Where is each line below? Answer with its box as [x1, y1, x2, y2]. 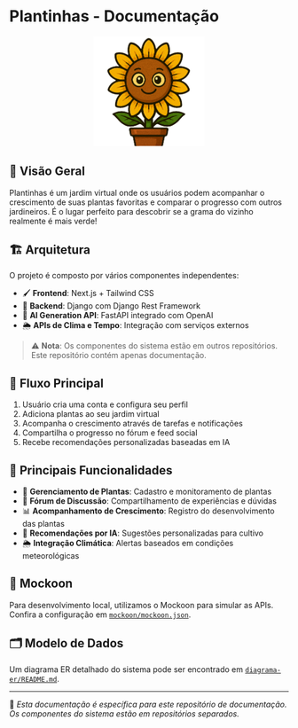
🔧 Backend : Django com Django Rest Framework [21, 301, 201, 311]
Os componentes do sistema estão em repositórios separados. [9, 708, 239, 719]
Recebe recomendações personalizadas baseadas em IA [21, 437, 231, 448]
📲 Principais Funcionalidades [9, 463, 173, 478]
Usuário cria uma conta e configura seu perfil [21, 399, 189, 410]
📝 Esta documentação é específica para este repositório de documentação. [9, 699, 287, 709]
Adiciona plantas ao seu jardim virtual [21, 409, 160, 419]
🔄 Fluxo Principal [9, 375, 104, 391]
